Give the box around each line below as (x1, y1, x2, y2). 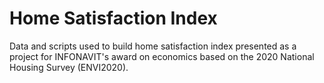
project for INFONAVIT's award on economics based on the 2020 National (9, 50, 315, 62)
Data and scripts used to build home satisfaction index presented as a (9, 40, 297, 52)
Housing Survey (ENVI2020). (9, 61, 129, 73)
